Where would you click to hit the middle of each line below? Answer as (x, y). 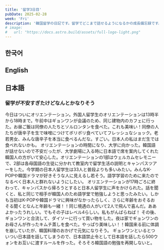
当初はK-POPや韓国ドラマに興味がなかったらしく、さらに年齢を (73, 200)
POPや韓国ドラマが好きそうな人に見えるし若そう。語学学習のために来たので (82, 176)
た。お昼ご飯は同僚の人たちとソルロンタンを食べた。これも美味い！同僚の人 (82, 127)
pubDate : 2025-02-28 (26, 14)
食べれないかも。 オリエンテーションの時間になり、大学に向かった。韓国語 (81, 145)
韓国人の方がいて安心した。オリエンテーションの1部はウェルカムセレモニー (81, 157)
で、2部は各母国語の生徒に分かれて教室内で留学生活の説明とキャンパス (77, 164)
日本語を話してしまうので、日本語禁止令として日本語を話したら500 (86, 237)
